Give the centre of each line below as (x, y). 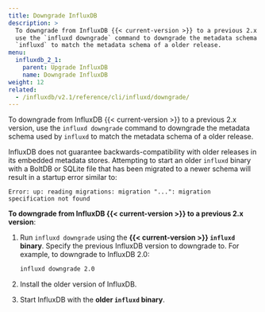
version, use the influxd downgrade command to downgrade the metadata (129, 128)
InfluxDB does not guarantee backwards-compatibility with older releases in (132, 152)
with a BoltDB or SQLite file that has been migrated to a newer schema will (130, 169)
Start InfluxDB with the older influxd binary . (92, 300)
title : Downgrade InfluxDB (53, 16)
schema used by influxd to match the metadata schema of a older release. (131, 137)
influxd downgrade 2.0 (57, 269)
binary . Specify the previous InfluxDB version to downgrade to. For (129, 246)
